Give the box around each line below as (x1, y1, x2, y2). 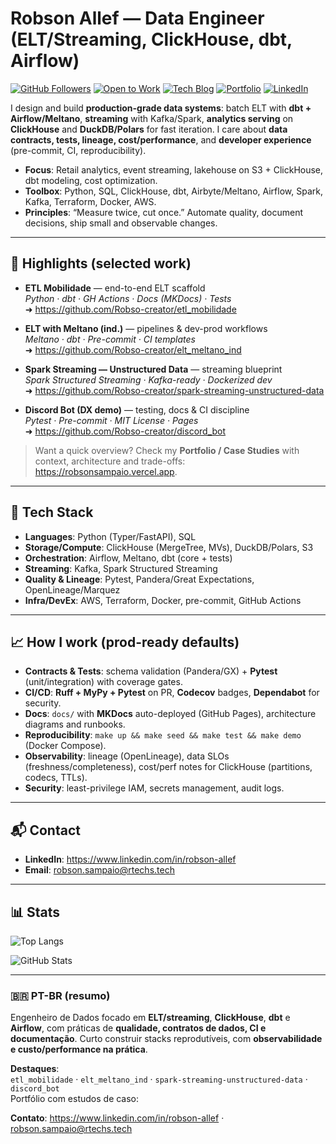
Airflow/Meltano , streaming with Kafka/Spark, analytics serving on (10, 112, 294, 124)
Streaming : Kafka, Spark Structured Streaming (24, 562, 218, 574)
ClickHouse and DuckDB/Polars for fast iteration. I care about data (10, 123, 288, 135)
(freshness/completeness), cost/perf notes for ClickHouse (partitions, (24, 761, 313, 773)
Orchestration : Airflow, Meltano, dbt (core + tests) (24, 552, 233, 564)
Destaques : (10, 1063, 60, 1075)
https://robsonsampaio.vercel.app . (34, 465, 178, 477)
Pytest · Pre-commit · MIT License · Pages (24, 414, 199, 426)
